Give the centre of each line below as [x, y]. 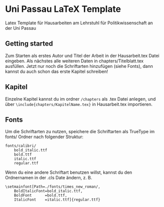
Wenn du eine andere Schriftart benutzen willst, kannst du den [69, 172]
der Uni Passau [20, 28]
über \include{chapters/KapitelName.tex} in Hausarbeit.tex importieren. [79, 104]
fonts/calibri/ [21, 146]
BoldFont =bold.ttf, [41, 196]
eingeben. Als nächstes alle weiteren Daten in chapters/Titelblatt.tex [74, 61]
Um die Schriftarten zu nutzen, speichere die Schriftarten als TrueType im [80, 132]
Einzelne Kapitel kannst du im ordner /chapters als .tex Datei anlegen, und [81, 99]
